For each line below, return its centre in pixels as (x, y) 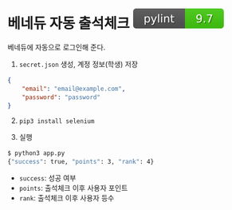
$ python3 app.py (36, 153)
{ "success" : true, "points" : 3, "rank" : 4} (81, 162)
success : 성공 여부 (47, 178)
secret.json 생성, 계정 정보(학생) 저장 (79, 64)
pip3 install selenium (57, 121)
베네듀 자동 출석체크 (69, 24)
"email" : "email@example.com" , (74, 89)
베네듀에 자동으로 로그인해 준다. (57, 47)
